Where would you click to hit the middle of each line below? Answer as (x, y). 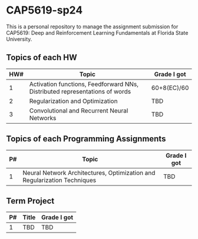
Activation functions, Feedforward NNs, (84, 84)
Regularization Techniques (59, 180)
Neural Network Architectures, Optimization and (89, 172)
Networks (43, 118)
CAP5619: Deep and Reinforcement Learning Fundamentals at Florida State (97, 32)
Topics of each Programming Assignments (86, 139)
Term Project (30, 201)
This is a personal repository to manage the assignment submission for (92, 26)
